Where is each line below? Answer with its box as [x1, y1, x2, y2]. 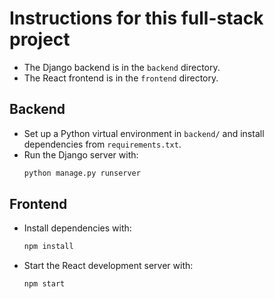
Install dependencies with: [23, 222, 132, 234]
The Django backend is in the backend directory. [23, 61, 221, 73]
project [9, 28, 71, 51]
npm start [23, 279, 66, 289]
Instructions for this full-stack [9, 7, 264, 30]
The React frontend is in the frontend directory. [23, 72, 219, 84]
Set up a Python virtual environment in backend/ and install [23, 127, 265, 139]
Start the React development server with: [23, 260, 194, 272]
